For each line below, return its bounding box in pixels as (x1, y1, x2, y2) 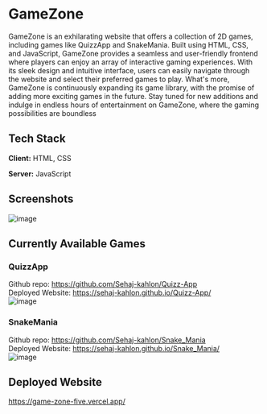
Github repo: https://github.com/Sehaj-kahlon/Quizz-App (8, 279, 198, 289)
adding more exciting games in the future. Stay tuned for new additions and (8, 91, 259, 101)
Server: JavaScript (8, 168, 72, 178)
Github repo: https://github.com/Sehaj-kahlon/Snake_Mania (8, 335, 207, 345)
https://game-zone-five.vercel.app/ (8, 396, 126, 407)
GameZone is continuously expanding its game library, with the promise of (8, 82, 255, 93)
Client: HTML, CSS (8, 153, 72, 163)
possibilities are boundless (8, 108, 97, 118)
